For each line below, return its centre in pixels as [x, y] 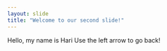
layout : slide [28, 14]
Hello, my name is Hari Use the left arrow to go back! [84, 40]
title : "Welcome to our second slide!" [66, 20]
